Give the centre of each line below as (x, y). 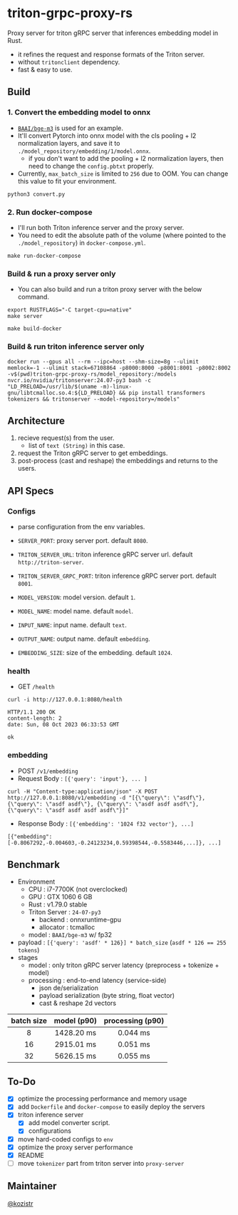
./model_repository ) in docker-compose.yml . (82, 242)
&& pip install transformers (162, 393)
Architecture (36, 420)
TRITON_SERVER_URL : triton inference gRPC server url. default (105, 554)
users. (27, 469)
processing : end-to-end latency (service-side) (97, 981)
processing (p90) (134, 1021)
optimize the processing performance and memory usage (102, 1099)
